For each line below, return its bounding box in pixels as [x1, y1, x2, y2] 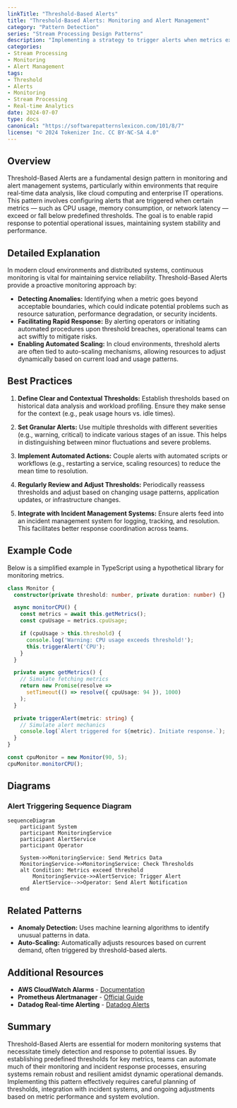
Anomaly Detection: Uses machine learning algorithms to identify [17, 923, 209, 932]
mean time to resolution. [17, 467, 88, 475]
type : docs [7, 115, 39, 122]
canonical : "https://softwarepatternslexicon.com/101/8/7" [7, 122, 185, 130]
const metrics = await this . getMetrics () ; [20, 610, 147, 618]
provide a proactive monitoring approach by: [7, 281, 137, 289]
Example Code [7, 544, 73, 556]
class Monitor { [7, 585, 55, 592]
